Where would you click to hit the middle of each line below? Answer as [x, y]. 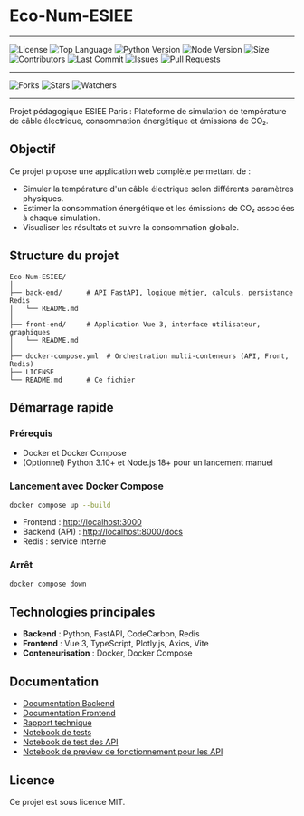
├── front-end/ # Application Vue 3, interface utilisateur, [135, 324]
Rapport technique [57, 723]
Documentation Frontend [69, 714]
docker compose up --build [60, 505]
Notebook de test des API [70, 742]
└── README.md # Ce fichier [72, 380]
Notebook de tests [57, 733]
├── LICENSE [32, 372]
